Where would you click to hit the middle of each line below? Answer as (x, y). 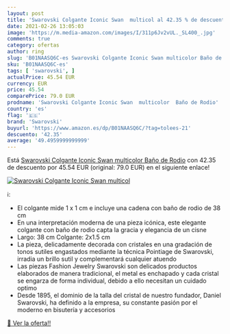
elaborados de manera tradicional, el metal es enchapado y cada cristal (118, 274)
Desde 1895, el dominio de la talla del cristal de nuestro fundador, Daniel (119, 296)
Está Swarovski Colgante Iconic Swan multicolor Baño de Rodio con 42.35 (112, 160)
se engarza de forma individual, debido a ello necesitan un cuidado (112, 281)
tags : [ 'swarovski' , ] (41, 70)
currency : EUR (27, 83)
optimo (27, 288)
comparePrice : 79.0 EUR (41, 97)
